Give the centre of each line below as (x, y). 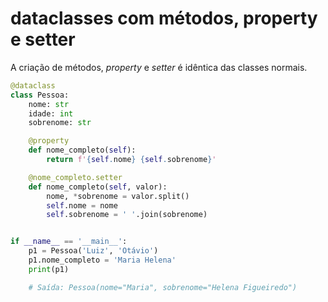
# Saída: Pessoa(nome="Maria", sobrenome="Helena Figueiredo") (163, 287)
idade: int (51, 113)
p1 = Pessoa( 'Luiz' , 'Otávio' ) (93, 251)
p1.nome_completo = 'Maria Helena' (102, 260)
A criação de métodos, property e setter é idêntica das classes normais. (159, 67)
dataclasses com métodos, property (164, 18)
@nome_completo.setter (75, 177)
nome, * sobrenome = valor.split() (118, 196)
